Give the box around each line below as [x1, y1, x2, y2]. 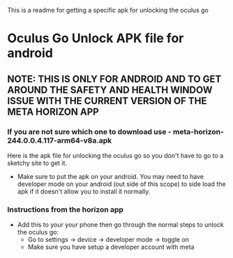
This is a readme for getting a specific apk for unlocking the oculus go [7, 6, 209, 14]
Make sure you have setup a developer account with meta [27, 243, 195, 251]
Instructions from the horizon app [7, 204, 124, 214]
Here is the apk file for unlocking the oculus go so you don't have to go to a [7, 151, 224, 159]
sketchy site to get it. [7, 159, 68, 167]
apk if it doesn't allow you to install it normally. [17, 187, 151, 195]
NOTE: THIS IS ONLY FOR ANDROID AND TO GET [7, 73, 222, 85]
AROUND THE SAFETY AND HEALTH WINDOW [7, 84, 213, 96]
